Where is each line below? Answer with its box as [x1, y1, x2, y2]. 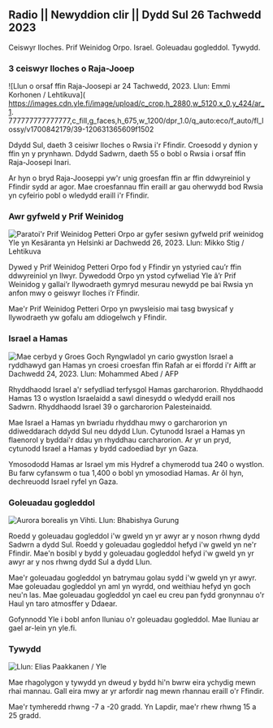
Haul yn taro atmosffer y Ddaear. [8, 599, 118, 608]
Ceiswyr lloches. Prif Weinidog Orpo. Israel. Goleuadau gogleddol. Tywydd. [8, 42, 261, 52]
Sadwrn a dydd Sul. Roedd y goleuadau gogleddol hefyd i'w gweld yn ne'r [8, 540, 258, 549]
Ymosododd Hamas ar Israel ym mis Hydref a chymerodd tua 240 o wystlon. [8, 459, 265, 469]
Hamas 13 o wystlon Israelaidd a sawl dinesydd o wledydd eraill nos [8, 393, 236, 403]
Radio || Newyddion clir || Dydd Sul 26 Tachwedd [8, 8, 262, 22]
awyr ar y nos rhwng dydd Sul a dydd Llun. [8, 557, 153, 566]
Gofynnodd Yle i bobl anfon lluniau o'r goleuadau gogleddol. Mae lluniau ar [8, 615, 259, 624]
